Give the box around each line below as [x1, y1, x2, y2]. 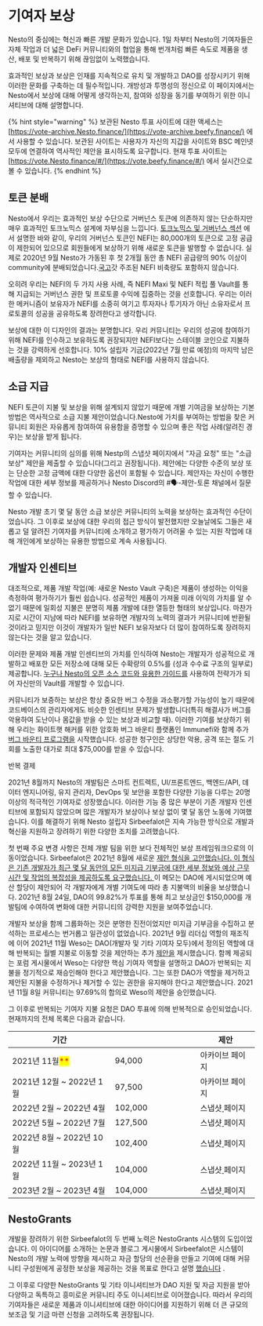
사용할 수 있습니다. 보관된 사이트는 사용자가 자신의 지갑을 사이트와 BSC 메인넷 [16, 137, 254, 146]
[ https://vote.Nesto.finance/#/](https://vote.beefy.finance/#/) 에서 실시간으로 [8, 156, 253, 166]
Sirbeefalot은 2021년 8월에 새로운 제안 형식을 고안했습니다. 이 [49, 853, 240, 863]
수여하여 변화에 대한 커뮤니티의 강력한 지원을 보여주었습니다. [28, 902, 213, 912]
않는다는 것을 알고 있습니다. [8, 632, 92, 642]
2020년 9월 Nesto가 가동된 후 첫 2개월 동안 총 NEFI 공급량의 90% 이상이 [22, 253, 247, 262]
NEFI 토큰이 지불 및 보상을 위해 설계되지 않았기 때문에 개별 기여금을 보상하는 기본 [8, 402, 255, 412]
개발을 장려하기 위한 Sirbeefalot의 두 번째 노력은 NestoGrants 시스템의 [8, 1234, 225, 1244]
